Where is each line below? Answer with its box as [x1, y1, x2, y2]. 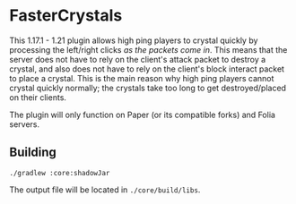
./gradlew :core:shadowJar [9, 168, 110, 177]
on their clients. [9, 91, 67, 103]
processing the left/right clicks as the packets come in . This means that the [9, 44, 288, 55]
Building [9, 145, 57, 160]
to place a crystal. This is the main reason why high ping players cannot [9, 72, 274, 83]
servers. [9, 118, 40, 130]
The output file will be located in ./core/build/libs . [9, 184, 201, 195]
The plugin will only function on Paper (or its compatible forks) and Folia [9, 109, 276, 120]
